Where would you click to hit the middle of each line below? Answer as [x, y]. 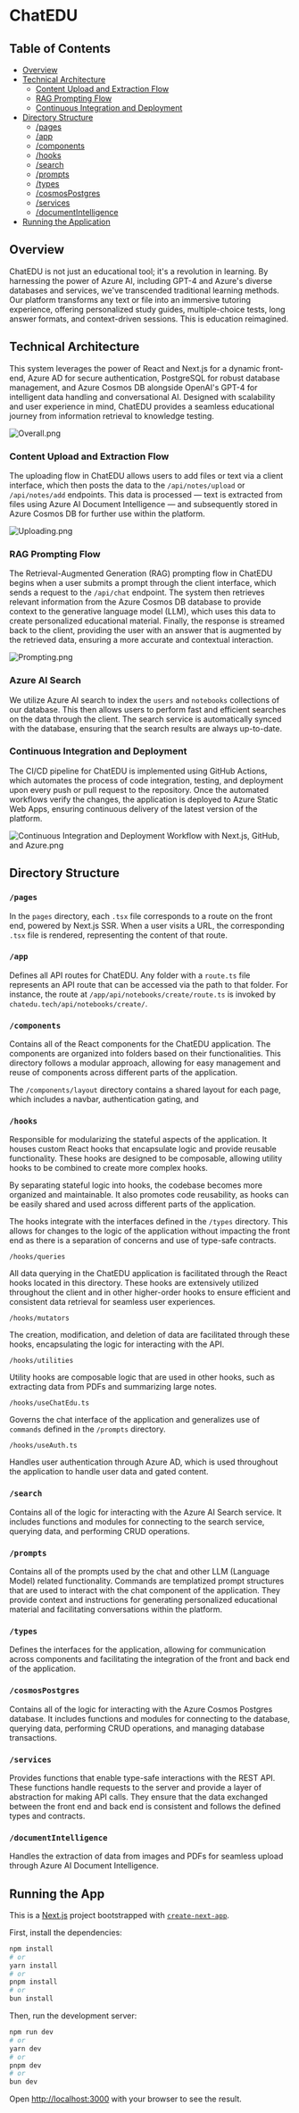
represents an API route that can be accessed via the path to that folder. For [149, 984]
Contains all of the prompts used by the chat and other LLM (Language [140, 1571]
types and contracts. [47, 1816]
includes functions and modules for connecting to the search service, [137, 1521]
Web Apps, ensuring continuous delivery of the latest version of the [133, 808]
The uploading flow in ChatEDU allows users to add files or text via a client [146, 475]
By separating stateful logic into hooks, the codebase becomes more [136, 1185]
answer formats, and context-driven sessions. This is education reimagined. [149, 319]
